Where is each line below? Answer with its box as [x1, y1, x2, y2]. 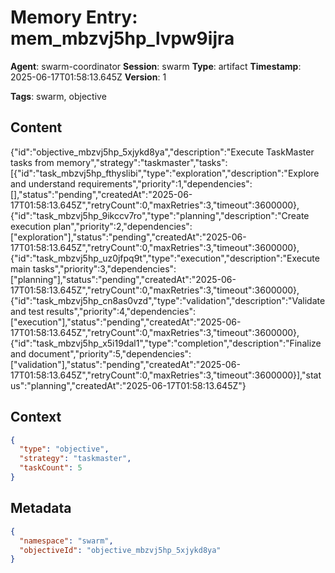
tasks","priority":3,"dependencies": [32, 262, 177, 275]
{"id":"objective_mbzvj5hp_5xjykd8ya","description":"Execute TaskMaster [10, 146, 315, 158]
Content [10, 119, 63, 136]
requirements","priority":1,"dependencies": [77, 177, 253, 190]
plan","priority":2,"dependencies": [53, 220, 193, 232]
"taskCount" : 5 [19, 463, 83, 473]
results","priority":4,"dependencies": [46, 305, 197, 317]
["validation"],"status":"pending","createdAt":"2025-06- [10, 358, 241, 370]
